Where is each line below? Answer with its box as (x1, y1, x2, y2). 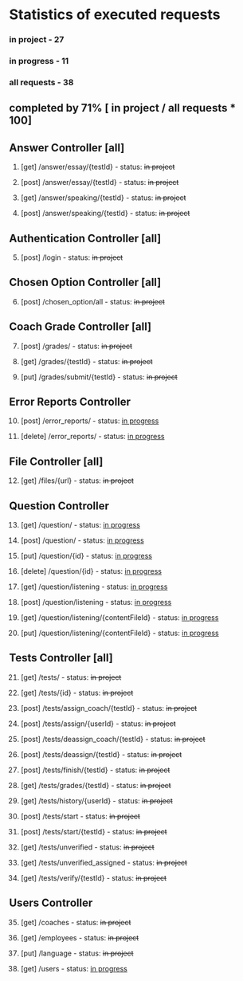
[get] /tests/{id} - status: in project (20, 688, 134, 697)
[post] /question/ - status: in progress (20, 536, 144, 545)
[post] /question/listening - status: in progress (20, 598, 172, 607)
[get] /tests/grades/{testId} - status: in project (20, 780, 171, 790)
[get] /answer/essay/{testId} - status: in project (20, 162, 175, 172)
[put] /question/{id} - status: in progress (20, 551, 153, 561)
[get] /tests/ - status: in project (20, 672, 122, 682)
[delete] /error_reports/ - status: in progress (20, 432, 165, 441)
